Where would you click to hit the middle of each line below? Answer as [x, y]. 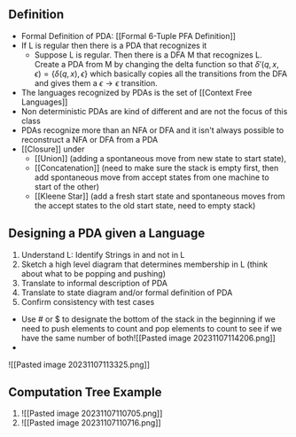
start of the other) [66, 186]
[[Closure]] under [53, 149]
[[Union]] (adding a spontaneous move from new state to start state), [160, 158]
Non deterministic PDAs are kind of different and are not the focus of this [154, 111]
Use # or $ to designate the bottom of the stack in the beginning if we [148, 319]
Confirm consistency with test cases [88, 301]
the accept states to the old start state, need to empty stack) [145, 205]
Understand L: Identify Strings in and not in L [103, 254]
